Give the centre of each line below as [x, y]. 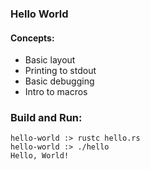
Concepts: [32, 38]
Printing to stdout [60, 71]
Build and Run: [46, 118]
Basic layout [50, 60]
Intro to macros [56, 92]
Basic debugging [59, 81]
